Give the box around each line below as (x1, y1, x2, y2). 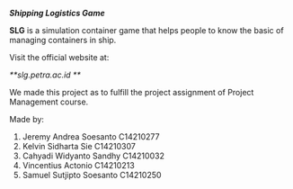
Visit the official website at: (9, 52, 110, 62)
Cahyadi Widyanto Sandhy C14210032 (22, 150, 164, 161)
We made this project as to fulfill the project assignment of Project (9, 87, 254, 97)
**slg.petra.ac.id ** (9, 69, 81, 80)
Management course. (9, 96, 89, 107)
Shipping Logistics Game (9, 8, 105, 18)
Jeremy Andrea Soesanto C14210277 (22, 131, 160, 142)
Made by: (9, 114, 45, 124)
